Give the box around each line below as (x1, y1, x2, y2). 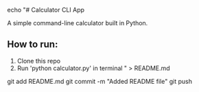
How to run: (7, 39, 58, 50)
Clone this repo (16, 57, 60, 65)
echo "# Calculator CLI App (7, 6, 84, 14)
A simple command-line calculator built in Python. (7, 19, 148, 27)
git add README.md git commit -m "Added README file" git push (7, 77, 192, 85)
